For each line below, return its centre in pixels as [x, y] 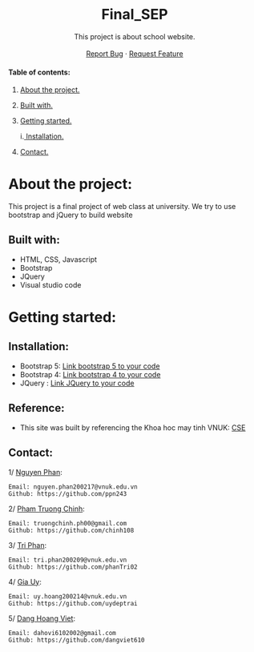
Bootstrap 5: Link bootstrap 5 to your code [90, 366]
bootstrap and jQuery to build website [71, 215]
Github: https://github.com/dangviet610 [77, 640]
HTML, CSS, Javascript [58, 259]
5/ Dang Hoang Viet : [42, 618]
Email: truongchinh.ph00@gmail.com [68, 523]
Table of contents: [39, 72]
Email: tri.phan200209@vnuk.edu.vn [68, 560]
